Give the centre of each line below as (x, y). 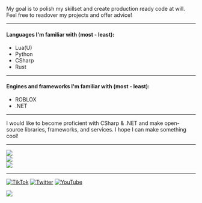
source (15, 130)
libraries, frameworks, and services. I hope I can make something (106, 130)
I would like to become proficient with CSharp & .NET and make (85, 123)
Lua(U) (23, 48)
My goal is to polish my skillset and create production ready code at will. (96, 9)
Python (24, 54)
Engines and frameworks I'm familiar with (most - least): (78, 86)
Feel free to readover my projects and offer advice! (69, 15)
